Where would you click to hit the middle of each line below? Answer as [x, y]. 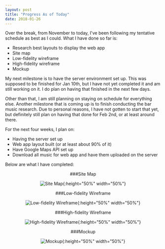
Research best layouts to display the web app [59, 48]
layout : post [19, 10]
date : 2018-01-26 [23, 19]
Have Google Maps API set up [43, 150]
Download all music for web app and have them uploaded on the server [85, 155]
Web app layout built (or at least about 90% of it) [62, 144]
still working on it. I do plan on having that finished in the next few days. [78, 89]
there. [11, 120]
